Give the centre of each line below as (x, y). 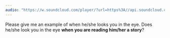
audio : (12, 10)
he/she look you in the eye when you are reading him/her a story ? (75, 30)
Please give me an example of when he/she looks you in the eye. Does (79, 24)
